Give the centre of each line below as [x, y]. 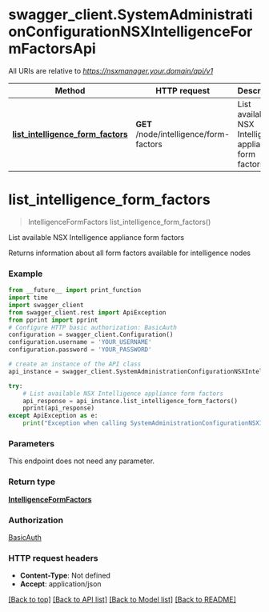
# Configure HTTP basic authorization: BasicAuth [93, 327]
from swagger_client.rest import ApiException [87, 312]
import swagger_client [46, 305]
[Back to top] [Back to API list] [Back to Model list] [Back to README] [122, 600]
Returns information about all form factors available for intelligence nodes [129, 253]
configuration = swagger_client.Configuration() [91, 335]
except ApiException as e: [53, 416]
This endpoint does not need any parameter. [81, 461]
